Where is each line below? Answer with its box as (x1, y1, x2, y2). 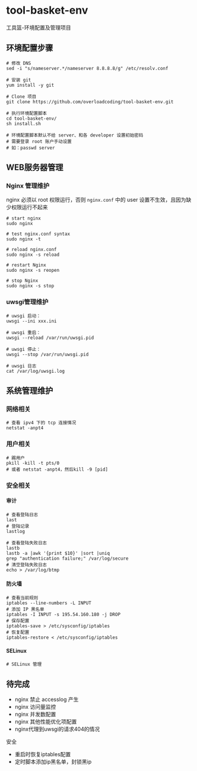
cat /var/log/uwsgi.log (6, 368, 65, 374)
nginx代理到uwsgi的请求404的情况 (14, 725, 100, 733)
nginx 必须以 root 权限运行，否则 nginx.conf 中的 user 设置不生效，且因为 (6, 196, 186, 204)
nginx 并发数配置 (14, 710, 56, 718)
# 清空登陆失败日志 (6, 561, 47, 567)
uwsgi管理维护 (6, 298, 49, 306)
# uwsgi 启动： (6, 313, 41, 319)
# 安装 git (6, 77, 31, 83)
